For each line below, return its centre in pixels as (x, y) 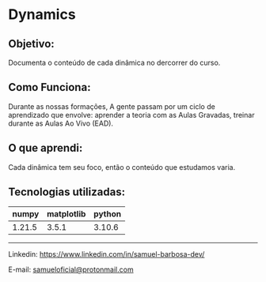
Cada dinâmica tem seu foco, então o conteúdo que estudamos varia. (122, 167)
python (107, 214)
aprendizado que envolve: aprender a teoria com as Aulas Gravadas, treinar (131, 115)
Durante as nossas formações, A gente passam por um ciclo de (112, 106)
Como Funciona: (49, 87)
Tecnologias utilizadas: (66, 192)
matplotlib (66, 214)
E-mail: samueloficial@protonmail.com (71, 269)
